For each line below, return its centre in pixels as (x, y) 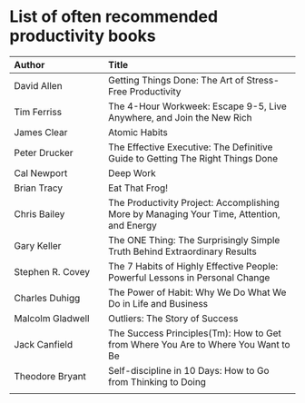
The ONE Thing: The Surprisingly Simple (194, 240)
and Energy (133, 225)
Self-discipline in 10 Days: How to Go (189, 370)
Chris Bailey (39, 213)
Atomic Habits (138, 132)
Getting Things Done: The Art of (177, 80)
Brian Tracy (39, 188)
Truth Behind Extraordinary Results (182, 251)
